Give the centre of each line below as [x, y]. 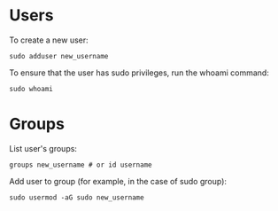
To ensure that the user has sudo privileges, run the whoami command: [139, 73]
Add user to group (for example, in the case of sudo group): [118, 181]
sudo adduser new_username [59, 56]
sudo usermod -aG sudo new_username [77, 197]
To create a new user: [49, 40]
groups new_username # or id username [81, 165]
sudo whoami [31, 89]
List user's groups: [43, 148]
